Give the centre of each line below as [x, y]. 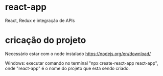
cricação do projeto [46, 40]
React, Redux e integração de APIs [40, 20]
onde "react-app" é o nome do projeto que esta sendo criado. [68, 68]
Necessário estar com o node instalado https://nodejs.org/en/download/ [78, 54]
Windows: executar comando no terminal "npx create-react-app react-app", [81, 63]
